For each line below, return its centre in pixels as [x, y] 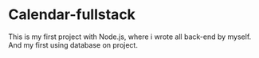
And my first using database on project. [73, 44]
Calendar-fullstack [72, 15]
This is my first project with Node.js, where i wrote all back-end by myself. [130, 37]
